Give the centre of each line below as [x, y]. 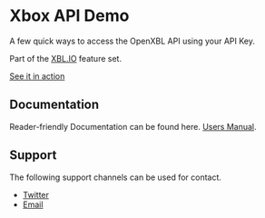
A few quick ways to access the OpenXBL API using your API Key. [132, 41]
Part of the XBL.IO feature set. [66, 58]
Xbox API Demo [69, 16]
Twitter [36, 194]
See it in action [37, 76]
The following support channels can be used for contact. [116, 177]
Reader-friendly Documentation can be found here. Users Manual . [133, 126]
